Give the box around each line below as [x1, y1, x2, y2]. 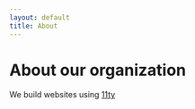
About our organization [9, 60, 187, 80]
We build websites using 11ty [9, 89, 116, 100]
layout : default [9, 13, 70, 22]
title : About [9, 21, 58, 30]
